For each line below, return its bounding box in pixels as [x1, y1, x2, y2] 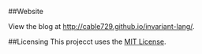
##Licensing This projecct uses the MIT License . [8, 37, 166, 46]
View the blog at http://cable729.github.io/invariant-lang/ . [8, 22, 195, 31]
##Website [8, 7, 43, 16]
